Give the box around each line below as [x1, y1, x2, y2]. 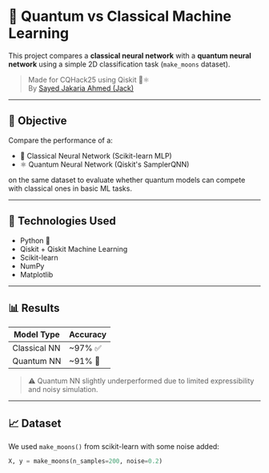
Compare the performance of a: [8, 135, 114, 145]
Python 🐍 [19, 236, 50, 245]
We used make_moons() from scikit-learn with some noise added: [8, 442, 220, 451]
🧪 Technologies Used [8, 214, 116, 228]
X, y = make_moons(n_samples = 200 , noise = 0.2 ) [8, 457, 163, 466]
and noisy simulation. [27, 385, 98, 394]
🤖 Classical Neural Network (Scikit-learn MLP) [19, 151, 172, 160]
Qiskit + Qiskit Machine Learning [19, 244, 128, 253]
